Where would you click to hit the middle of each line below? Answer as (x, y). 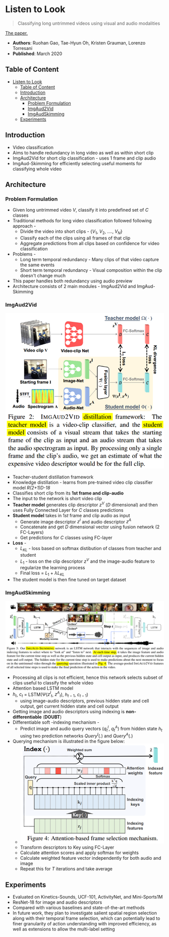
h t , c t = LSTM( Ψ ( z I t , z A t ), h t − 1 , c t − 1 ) (50, 695)
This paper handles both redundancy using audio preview (72, 281)
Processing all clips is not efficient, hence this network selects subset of (88, 677)
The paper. (17, 33)
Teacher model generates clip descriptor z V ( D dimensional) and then (85, 504)
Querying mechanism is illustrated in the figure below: (69, 742)
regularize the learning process (52, 568)
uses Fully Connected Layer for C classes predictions (68, 510)
